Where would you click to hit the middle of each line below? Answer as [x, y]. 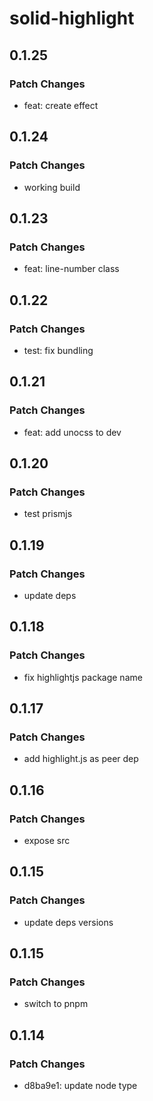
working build [52, 187]
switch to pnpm [56, 1004]
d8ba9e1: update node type [80, 1086]
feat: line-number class [71, 269]
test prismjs [48, 514]
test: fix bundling [58, 350]
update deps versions [68, 922]
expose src [47, 841]
